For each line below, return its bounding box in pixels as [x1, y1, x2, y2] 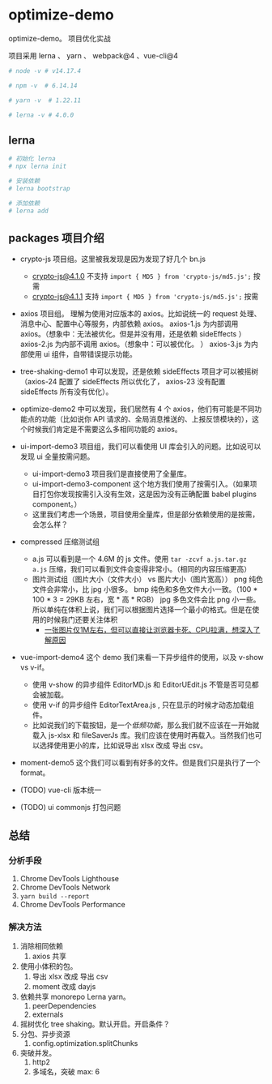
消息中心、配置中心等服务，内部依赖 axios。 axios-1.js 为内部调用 [19, 319, 239, 329]
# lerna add [8, 207, 49, 215]
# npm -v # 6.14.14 [8, 81, 79, 90]
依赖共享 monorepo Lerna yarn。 [19, 992, 131, 1002]
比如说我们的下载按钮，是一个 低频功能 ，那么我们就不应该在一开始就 [32, 720, 260, 731]
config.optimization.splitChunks [32, 1039, 138, 1048]
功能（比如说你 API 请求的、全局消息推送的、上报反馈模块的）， [41, 414, 253, 424]
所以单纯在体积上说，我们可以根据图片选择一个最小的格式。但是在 [32, 605, 253, 615]
